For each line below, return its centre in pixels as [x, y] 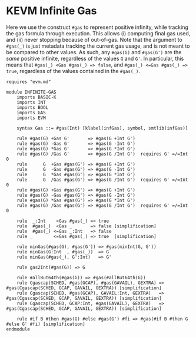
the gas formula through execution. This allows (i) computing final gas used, [98, 33]
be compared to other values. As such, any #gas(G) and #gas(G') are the [94, 52]
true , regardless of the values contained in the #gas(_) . [73, 71]
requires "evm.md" [29, 82]
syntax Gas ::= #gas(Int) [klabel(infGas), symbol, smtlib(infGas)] [102, 128]
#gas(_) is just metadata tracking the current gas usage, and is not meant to [98, 46]
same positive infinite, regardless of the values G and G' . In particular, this [95, 58]
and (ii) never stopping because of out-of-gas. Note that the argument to [94, 39]
